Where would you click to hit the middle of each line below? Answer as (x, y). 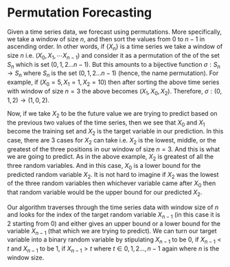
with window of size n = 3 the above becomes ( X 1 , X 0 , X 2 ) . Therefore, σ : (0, (114, 92)
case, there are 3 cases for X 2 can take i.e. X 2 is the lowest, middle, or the (112, 141)
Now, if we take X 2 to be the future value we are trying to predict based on (112, 114)
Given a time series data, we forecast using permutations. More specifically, (114, 32)
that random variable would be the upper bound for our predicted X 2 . (105, 193)
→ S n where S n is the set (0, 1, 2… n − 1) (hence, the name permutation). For (113, 74)
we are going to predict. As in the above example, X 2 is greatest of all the (111, 157)
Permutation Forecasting (80, 13)
